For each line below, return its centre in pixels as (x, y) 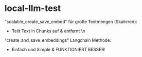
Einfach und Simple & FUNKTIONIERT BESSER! (58, 49)
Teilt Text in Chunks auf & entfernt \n (48, 31)
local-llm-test (33, 8)
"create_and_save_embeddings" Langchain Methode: (58, 40)
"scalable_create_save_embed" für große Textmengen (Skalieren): (71, 22)
